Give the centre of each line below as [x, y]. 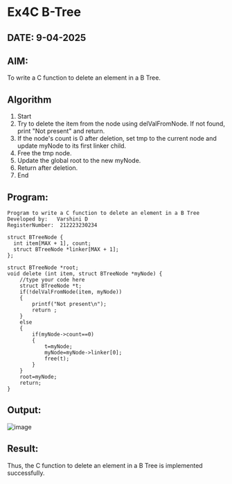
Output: [24, 410]
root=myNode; [38, 377]
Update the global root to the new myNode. [79, 161]
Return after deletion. [47, 168]
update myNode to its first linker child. [72, 146]
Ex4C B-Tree [44, 12]
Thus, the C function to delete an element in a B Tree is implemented [105, 465]
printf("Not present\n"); [70, 304]
